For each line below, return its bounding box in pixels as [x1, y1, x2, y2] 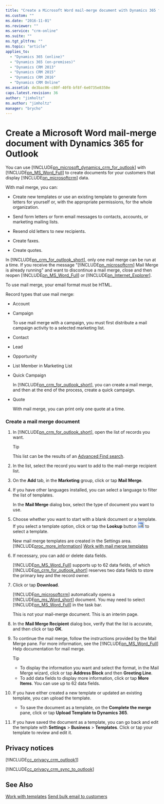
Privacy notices [5, 744, 54, 752]
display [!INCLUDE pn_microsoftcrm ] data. [5, 175, 90, 181]
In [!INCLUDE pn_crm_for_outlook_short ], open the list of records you [12, 429, 150, 435]
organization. [12, 204, 39, 210]
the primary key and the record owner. [12, 573, 90, 579]
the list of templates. [12, 492, 54, 498]
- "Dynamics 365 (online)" [10, 54, 65, 59]
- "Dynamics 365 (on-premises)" [10, 59, 76, 65]
